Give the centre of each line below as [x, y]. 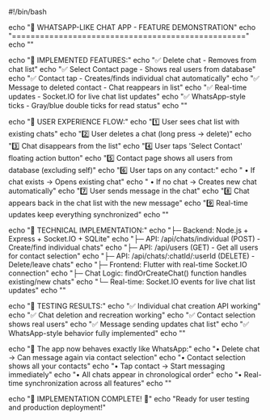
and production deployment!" [57, 407]
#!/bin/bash [27, 12]
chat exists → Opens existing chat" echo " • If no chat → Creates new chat [133, 182]
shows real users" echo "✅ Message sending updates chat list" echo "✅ [129, 324]
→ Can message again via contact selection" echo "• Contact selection [127, 357]
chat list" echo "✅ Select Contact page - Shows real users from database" [132, 69]
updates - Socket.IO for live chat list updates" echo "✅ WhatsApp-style [127, 97]
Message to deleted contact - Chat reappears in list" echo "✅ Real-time [128, 87]
